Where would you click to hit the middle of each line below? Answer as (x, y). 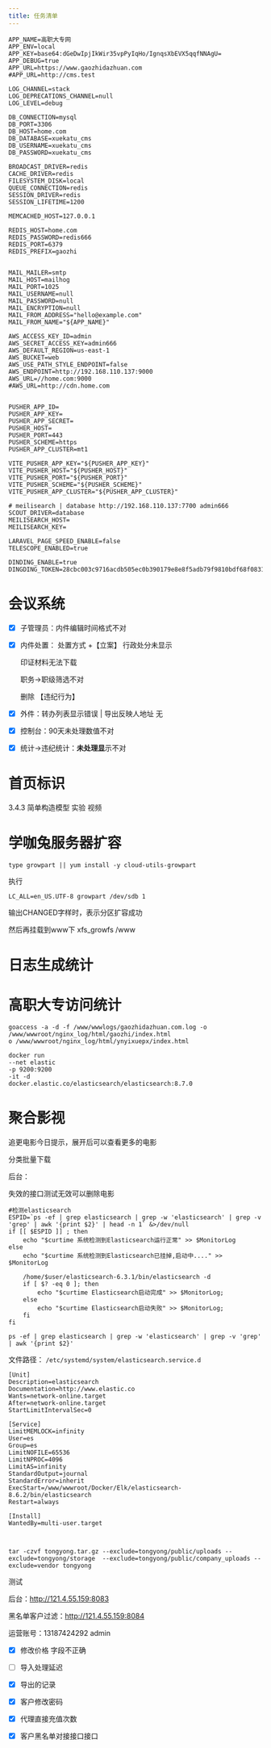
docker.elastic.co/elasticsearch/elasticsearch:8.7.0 (101, 1084)
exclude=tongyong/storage (52, 1558)
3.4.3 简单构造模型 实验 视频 (55, 807)
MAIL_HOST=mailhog (39, 279)
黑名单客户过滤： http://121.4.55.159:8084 (77, 1616)
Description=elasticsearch (54, 1381)
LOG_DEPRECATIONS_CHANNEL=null (61, 96)
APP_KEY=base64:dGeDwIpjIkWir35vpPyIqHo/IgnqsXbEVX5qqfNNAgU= (115, 53)
